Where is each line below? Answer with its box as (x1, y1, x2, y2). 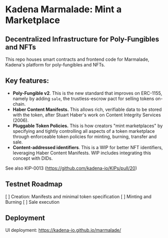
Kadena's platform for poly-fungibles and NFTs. (5, 62, 105, 67)
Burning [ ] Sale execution (5, 199, 60, 205)
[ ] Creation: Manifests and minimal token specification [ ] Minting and (5, 193, 152, 200)
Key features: (5, 77, 49, 85)
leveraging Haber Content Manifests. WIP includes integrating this (12, 150, 151, 156)
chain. (12, 101, 26, 107)
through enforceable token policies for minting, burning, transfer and (12, 133, 157, 139)
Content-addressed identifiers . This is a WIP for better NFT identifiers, (12, 144, 163, 150)
